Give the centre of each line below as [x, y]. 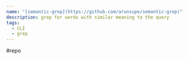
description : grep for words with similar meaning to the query [88, 17]
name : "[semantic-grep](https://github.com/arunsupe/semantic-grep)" [95, 12]
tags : [13, 23]
